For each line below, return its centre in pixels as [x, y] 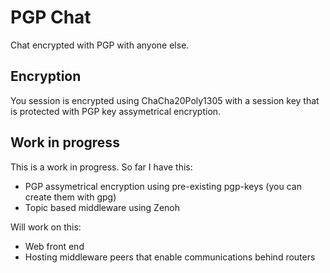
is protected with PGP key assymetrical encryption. [116, 111]
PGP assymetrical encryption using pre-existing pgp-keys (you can [163, 186]
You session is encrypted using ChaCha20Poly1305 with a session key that [165, 100]
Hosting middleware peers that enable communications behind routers [170, 257]
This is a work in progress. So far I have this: [101, 167]
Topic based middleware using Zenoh [102, 207]
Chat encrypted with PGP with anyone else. [100, 45]
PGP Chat [51, 17]
